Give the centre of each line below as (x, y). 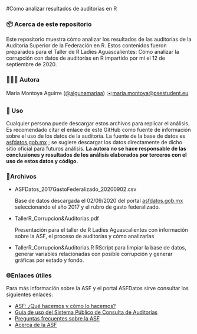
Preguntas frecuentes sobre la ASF (57, 319)
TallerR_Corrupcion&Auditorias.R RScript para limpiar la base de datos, (101, 248)
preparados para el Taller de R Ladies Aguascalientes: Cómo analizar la (93, 52)
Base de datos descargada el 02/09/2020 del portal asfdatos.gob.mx (99, 201)
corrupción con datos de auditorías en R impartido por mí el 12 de (86, 58)
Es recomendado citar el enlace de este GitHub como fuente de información (98, 129)
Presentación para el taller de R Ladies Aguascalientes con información (101, 230)
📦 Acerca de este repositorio (49, 24)
